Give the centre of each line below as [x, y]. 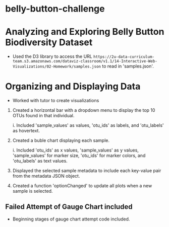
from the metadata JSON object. [46, 176]
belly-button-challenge [55, 9]
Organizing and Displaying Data [73, 87]
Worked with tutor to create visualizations [56, 101]
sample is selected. [33, 191]
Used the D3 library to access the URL [52, 56]
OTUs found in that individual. [43, 116]
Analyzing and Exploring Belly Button [85, 32]
